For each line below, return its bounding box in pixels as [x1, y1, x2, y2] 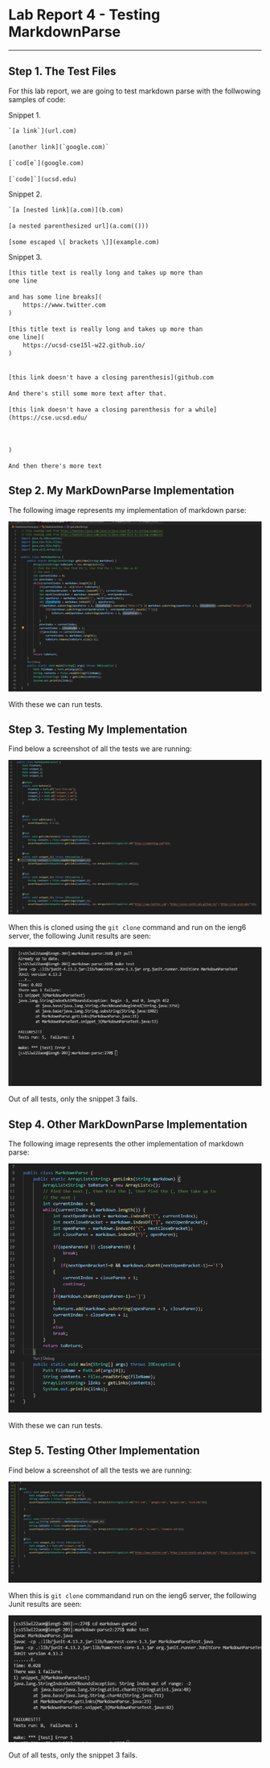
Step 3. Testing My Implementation [8, 722, 187, 736]
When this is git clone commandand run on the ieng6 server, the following [8, 1590, 257, 1600]
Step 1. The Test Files [8, 64, 117, 78]
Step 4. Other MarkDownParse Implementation [8, 1117, 247, 1131]
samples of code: [8, 94, 66, 104]
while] [195, 405, 218, 414]
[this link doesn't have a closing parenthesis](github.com [8, 373, 215, 382]
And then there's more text [8, 461, 103, 470]
